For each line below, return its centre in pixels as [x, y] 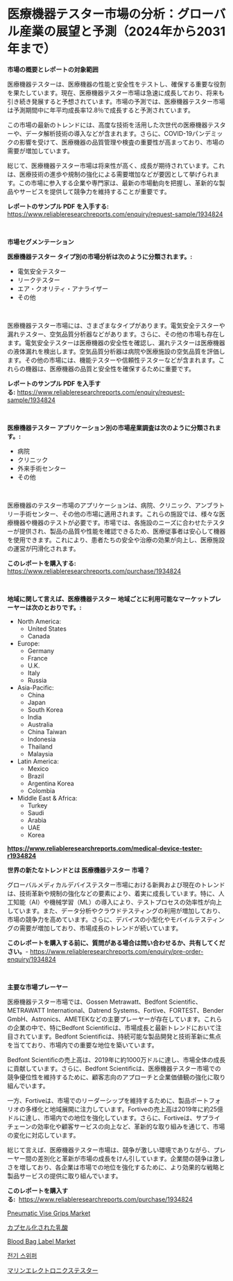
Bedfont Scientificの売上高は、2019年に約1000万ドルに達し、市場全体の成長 [116, 1060]
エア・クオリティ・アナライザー [63, 288]
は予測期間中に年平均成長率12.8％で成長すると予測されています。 [101, 110]
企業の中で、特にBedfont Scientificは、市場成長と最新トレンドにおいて [114, 1027]
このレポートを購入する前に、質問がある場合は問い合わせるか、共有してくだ [116, 943]
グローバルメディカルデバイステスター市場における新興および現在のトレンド [116, 885]
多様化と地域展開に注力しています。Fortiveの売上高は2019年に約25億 [124, 1109]
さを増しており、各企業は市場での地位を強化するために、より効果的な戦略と [116, 1167]
